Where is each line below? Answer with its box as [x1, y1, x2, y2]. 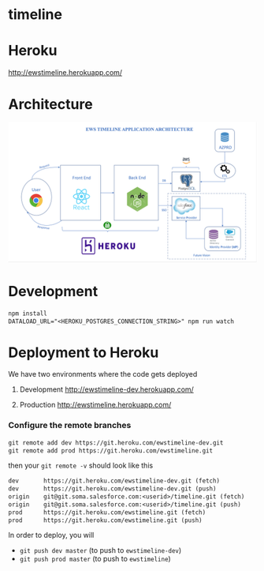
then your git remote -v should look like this [8, 460, 154, 470]
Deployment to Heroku [8, 344, 159, 361]
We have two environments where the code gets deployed [8, 370, 198, 379]
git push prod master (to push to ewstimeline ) [19, 554, 171, 563]
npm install [8, 310, 47, 317]
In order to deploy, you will [8, 530, 95, 539]
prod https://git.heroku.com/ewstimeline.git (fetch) [8, 508, 206, 517]
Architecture [8, 96, 93, 114]
